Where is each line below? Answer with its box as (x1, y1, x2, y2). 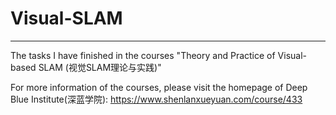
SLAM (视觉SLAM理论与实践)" (38, 61, 162, 73)
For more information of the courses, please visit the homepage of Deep (10, 81, 308, 93)
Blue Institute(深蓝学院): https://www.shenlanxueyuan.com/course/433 (10, 93, 303, 105)
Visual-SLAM (10, 7, 123, 30)
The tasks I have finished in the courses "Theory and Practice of (10, 49, 276, 61)
